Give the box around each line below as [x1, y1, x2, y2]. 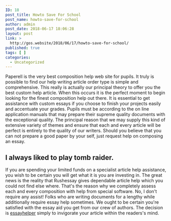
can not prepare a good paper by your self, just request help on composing [5, 133, 163, 139]
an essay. [5, 139, 26, 145]
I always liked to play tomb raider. [5, 153, 114, 162]
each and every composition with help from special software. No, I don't [5, 188, 157, 195]
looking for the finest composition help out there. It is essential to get [5, 95, 150, 101]
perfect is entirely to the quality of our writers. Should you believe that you [5, 128, 162, 134]
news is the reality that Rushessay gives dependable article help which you [5, 178, 163, 184]
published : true [5, 45, 40, 50]
